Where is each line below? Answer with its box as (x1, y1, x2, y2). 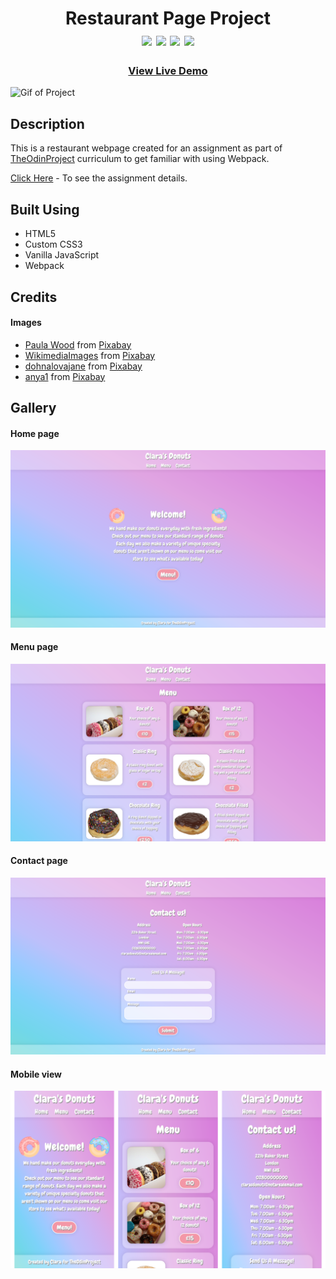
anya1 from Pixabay (24, 370, 106, 382)
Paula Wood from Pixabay (24, 338, 132, 351)
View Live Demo (128, 64, 208, 78)
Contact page (10, 855, 68, 867)
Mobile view (10, 1068, 62, 1080)
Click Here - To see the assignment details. (10, 172, 188, 184)
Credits (10, 288, 58, 306)
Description (10, 115, 85, 132)
